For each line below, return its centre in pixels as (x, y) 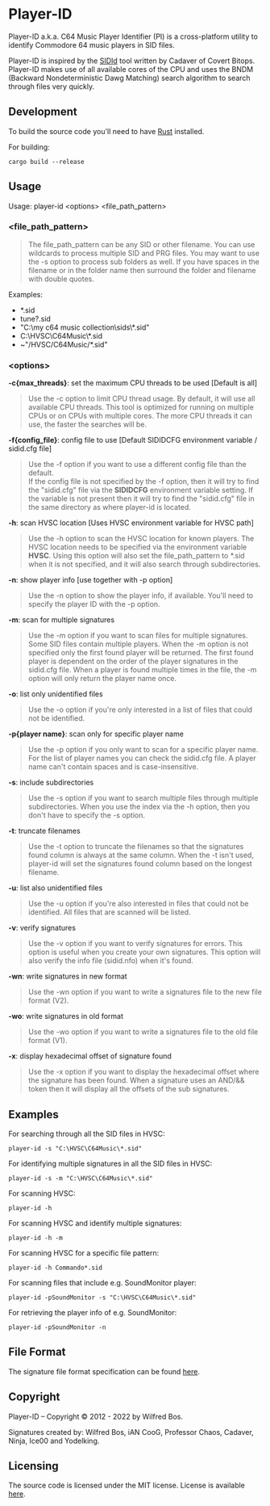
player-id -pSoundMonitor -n (57, 1327)
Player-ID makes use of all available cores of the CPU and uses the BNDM (131, 69)
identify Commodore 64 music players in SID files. (91, 44)
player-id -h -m (35, 1238)
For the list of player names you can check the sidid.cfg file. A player (142, 758)
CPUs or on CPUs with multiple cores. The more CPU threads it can (140, 416)
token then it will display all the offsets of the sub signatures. (129, 1089)
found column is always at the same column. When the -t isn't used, (141, 855)
